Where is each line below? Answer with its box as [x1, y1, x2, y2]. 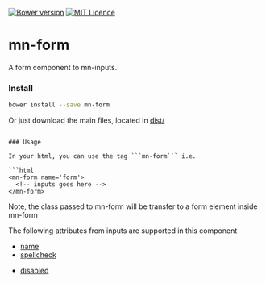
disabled [19, 266, 49, 276]
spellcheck [19, 250, 56, 260]
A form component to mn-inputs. [8, 62, 118, 72]
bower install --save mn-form [8, 101, 110, 109]
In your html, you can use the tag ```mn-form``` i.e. [8, 152, 197, 160]
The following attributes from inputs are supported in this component [8, 226, 238, 235]
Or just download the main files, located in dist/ [8, 115, 165, 125]
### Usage [8, 138, 42, 147]
